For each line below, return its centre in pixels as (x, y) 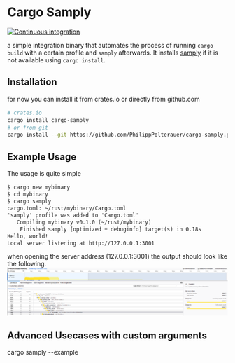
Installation (32, 82)
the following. (27, 264)
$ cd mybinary (28, 194)
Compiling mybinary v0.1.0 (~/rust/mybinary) (84, 222)
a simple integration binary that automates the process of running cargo (110, 45)
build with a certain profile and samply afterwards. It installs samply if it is (113, 53)
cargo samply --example (43, 352)
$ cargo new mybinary (39, 187)
